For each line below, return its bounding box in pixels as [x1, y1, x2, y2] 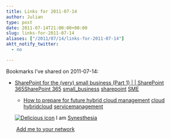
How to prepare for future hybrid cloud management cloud [23, 96, 165, 103]
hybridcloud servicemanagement [23, 103, 104, 110]
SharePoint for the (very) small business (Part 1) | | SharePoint [14, 79, 164, 86]
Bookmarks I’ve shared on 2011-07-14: [6, 68, 99, 75]
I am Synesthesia [56, 114, 98, 121]
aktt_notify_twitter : [6, 42, 59, 47]
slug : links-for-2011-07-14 [6, 30, 75, 36]
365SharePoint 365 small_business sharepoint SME [14, 85, 139, 92]
